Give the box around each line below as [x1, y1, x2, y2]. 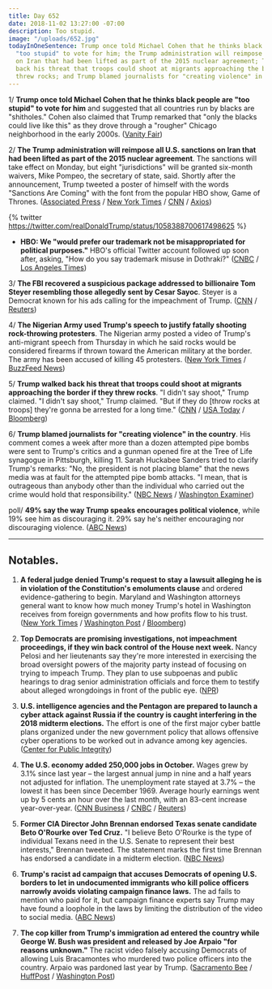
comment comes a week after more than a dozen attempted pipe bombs [8, 438, 249, 447]
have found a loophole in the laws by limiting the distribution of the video [19, 904, 263, 913]
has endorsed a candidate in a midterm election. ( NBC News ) [19, 853, 225, 863]
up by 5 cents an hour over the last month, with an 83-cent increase [19, 795, 248, 805]
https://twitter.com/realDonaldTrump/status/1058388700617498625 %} [8, 221, 247, 231]
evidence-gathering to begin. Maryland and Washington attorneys [19, 592, 241, 602]
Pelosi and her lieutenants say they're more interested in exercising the [19, 651, 257, 661]
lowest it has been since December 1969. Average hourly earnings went [19, 786, 260, 796]
